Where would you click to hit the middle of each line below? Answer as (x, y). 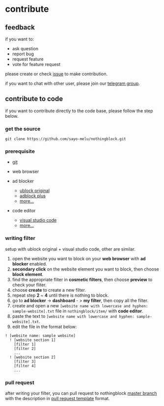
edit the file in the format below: (44, 327)
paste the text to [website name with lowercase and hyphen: (73, 316)
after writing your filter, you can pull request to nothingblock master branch (81, 393)
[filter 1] (25, 344)
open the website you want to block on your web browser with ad (79, 258)
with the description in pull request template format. (57, 398)
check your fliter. (29, 285)
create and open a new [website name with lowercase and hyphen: (80, 305)
